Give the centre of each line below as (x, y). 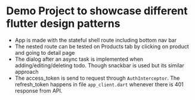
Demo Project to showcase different (97, 11)
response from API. (38, 90)
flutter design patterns (63, 24)
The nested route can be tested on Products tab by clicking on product (102, 46)
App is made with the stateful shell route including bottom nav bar (96, 40)
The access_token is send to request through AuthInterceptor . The (97, 78)
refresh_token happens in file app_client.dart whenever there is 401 (99, 84)
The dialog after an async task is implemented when (79, 59)
